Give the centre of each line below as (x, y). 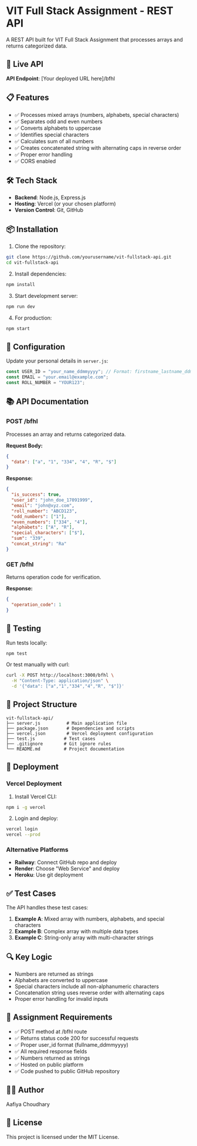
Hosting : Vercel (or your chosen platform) (65, 204)
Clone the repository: (40, 246)
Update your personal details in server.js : (57, 361)
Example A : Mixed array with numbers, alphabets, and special (89, 919)
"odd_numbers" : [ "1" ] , (39, 516)
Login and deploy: (36, 818)
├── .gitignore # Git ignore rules (59, 744)
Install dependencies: (40, 274)
